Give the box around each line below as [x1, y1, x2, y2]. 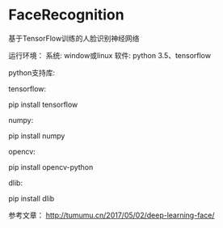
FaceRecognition [8, 6, 124, 24]
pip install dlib [8, 193, 55, 203]
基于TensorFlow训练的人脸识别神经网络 [8, 33, 140, 43]
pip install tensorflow [8, 99, 78, 109]
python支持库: [8, 67, 55, 78]
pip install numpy [8, 131, 65, 141]
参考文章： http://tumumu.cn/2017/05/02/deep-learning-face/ [8, 210, 215, 220]
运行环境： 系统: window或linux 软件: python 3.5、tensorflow [8, 50, 212, 60]
